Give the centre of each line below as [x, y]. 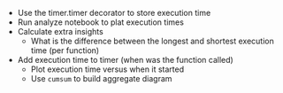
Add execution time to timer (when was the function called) [126, 60]
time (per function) [65, 50]
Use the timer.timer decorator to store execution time [114, 13]
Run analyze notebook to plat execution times [100, 22]
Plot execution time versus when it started [107, 69]
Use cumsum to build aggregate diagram [101, 78]
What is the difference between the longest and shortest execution [152, 41]
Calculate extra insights [60, 31]
